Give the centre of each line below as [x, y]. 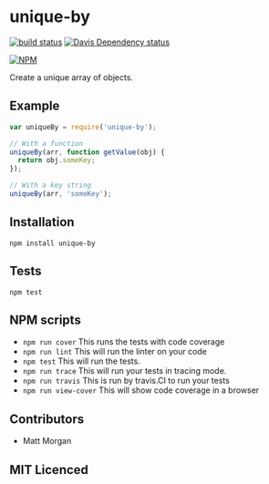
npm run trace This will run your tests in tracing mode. [124, 371]
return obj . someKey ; [57, 160]
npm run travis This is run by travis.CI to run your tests [126, 381]
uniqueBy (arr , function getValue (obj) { [88, 152]
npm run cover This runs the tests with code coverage [124, 342]
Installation [42, 222]
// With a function [47, 143]
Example [35, 106]
